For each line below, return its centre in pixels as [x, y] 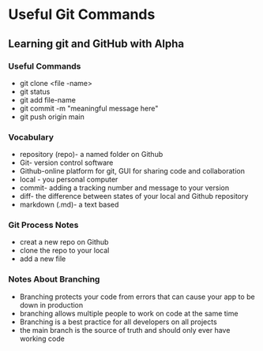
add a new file [43, 259]
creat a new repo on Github [64, 242]
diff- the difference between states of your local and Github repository [134, 196]
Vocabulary [31, 137]
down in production [51, 304]
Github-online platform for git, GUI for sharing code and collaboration [132, 171]
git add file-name [48, 99]
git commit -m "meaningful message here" [89, 108]
